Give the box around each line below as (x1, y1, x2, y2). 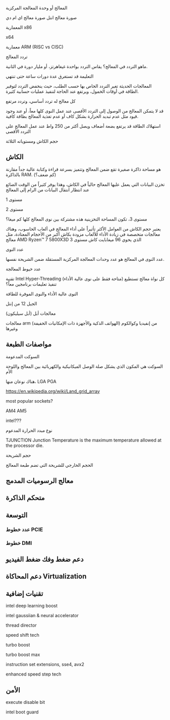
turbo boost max (6, 651, 40, 658)
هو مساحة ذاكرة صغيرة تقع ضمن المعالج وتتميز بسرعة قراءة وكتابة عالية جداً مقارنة (6, 166, 161, 172)
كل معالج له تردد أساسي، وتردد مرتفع (6, 98, 76, 104)
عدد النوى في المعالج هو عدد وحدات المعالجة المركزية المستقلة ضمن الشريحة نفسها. (6, 256, 164, 262)
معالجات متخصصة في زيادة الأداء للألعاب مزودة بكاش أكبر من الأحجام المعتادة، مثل (6, 231, 160, 237)
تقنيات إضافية (6, 589, 43, 598)
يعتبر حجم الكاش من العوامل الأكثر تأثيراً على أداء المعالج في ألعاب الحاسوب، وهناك (6, 226, 161, 232)
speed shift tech (6, 632, 39, 638)
